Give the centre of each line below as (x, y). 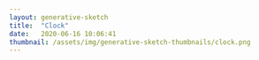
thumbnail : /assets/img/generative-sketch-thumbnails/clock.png (130, 42)
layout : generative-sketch (59, 17)
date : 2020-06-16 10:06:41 (63, 34)
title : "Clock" (39, 26)
